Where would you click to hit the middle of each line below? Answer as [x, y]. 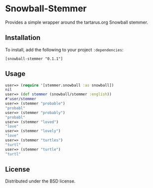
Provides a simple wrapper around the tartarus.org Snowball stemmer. [77, 22]
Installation [23, 38]
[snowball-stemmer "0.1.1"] [34, 59]
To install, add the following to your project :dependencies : [64, 49]
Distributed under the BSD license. [40, 181]
